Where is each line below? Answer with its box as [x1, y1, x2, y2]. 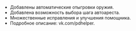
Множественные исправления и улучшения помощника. [9, 15, 131, 20]
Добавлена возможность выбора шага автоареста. [9, 9, 120, 15]
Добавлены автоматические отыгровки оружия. [9, 4, 114, 10]
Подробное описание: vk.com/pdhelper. [9, 20, 95, 26]
